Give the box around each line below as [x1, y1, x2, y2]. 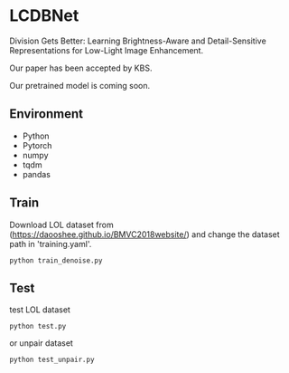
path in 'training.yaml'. [9, 238, 92, 249]
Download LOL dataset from [9, 219, 115, 230]
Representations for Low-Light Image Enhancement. [9, 44, 204, 55]
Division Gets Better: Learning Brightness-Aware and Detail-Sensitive [9, 35, 266, 46]
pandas [22, 168, 51, 179]
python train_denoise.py [9, 255, 103, 265]
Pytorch [22, 139, 52, 150]
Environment [9, 106, 84, 122]
